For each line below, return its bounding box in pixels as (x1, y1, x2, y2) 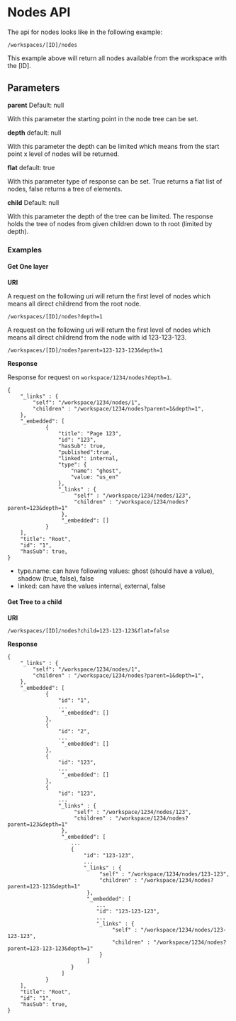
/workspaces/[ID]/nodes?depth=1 (7, 313, 103, 320)
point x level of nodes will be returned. (7, 150, 120, 158)
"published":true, (57, 448, 113, 456)
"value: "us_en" (70, 473, 119, 481)
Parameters (7, 82, 60, 94)
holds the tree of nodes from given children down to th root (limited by (7, 219, 213, 228)
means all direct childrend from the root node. (7, 299, 142, 308)
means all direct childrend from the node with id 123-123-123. (7, 333, 186, 341)
